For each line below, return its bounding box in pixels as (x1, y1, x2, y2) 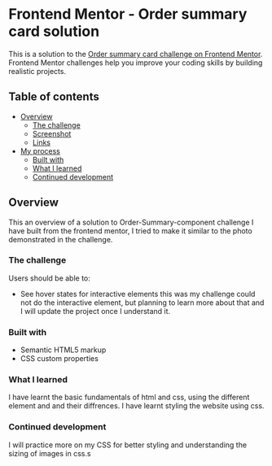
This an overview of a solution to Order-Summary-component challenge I (8, 217, 254, 227)
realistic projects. (8, 66, 67, 76)
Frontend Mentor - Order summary (8, 5, 248, 24)
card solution (8, 22, 100, 41)
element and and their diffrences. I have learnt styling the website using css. (8, 401, 265, 411)
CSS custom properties (20, 354, 99, 364)
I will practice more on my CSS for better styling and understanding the (8, 440, 247, 450)
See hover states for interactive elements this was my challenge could (20, 289, 256, 298)
